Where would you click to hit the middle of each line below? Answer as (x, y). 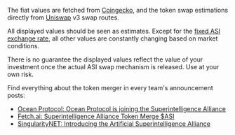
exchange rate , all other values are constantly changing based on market (113, 38)
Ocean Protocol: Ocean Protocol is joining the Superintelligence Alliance (122, 109)
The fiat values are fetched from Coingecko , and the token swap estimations (118, 10)
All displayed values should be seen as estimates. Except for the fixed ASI (114, 31)
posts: (16, 95)
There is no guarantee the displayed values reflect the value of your (105, 59)
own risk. (20, 74)
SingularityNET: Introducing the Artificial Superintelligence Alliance (114, 124)
